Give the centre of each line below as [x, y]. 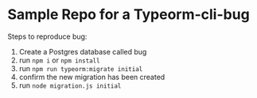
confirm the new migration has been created [92, 77]
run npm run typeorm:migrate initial [81, 68]
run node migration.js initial [70, 85]
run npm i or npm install [59, 60]
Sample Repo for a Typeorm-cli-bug [128, 15]
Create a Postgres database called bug [83, 51]
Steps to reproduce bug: [47, 36]
